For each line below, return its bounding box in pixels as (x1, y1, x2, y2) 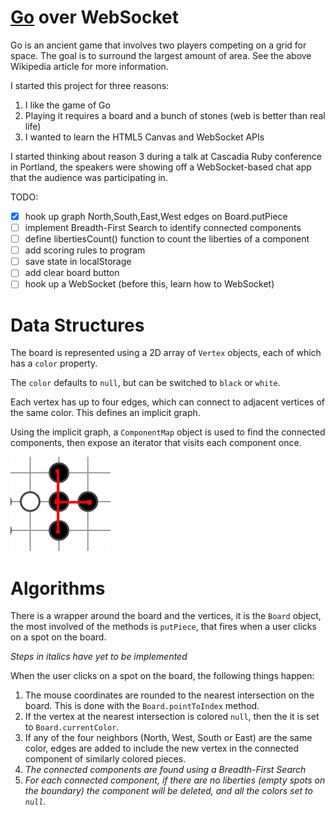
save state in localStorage (24, 256, 132, 268)
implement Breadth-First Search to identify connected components (24, 222, 302, 233)
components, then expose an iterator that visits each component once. (10, 437, 302, 449)
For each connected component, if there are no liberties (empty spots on (24, 774, 326, 786)
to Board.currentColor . (24, 721, 120, 733)
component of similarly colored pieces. (24, 753, 187, 765)
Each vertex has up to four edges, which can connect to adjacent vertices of (10, 396, 325, 408)
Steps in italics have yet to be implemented (10, 651, 188, 663)
